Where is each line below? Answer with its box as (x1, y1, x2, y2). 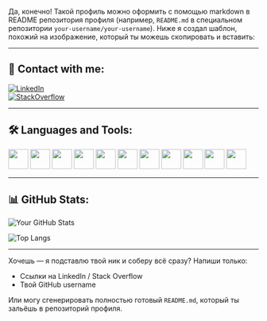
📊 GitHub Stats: (8, 193, 90, 207)
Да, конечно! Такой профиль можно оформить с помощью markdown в (8, 7, 250, 16)
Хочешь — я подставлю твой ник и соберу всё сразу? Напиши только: (8, 256, 248, 265)
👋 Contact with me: (8, 63, 105, 76)
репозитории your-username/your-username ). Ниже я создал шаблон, (8, 24, 238, 33)
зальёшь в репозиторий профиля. (8, 304, 123, 313)
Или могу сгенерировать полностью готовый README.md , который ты (8, 296, 240, 305)
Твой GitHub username (19, 280, 97, 289)
